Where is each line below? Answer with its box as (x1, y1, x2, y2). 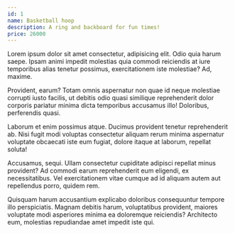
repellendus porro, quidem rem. (7, 182, 100, 190)
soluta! (7, 145, 27, 153)
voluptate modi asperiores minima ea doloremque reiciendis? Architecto (7, 210, 218, 219)
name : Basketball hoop (7, 17, 75, 24)
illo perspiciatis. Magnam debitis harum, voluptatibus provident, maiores (7, 203, 218, 212)
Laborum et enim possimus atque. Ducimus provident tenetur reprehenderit (7, 122, 229, 131)
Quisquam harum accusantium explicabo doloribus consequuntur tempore (7, 195, 225, 204)
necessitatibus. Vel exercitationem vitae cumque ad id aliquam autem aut (7, 174, 222, 183)
